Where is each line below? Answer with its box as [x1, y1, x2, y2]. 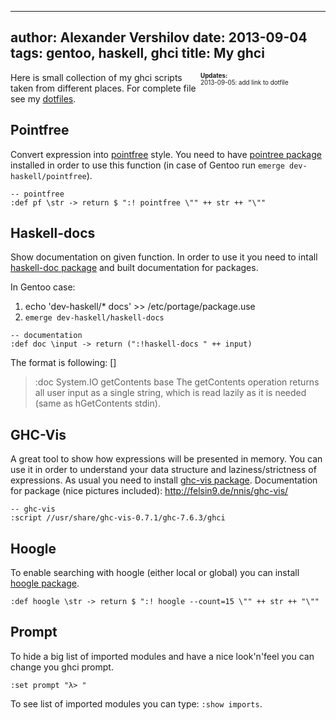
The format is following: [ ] [10, 357, 117, 369]
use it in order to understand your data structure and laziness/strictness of [10, 464, 317, 476]
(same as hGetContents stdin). [34, 397, 161, 410]
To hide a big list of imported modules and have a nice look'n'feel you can [10, 650, 315, 662]
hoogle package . [10, 577, 80, 590]
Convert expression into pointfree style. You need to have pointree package [10, 148, 322, 160]
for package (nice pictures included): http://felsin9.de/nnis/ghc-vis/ [10, 485, 289, 497]
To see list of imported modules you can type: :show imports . [10, 697, 263, 710]
